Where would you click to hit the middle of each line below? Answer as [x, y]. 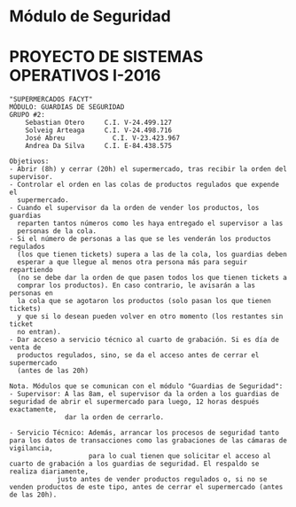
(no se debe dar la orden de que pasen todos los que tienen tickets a [152, 278]
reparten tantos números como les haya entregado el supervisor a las [150, 223]
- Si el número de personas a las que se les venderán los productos [140, 239]
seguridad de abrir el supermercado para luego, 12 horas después [134, 402]
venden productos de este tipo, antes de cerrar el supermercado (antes [146, 487]
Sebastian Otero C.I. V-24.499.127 [99, 123]
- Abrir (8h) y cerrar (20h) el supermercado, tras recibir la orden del [148, 169]
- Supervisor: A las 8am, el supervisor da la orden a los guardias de [144, 394]
